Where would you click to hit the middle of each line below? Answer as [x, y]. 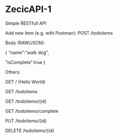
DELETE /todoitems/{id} [30, 130]
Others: [13, 72]
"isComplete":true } [25, 62]
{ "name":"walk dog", [27, 52]
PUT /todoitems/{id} [26, 121]
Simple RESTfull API [26, 23]
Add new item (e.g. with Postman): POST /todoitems [59, 33]
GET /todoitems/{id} [26, 101]
